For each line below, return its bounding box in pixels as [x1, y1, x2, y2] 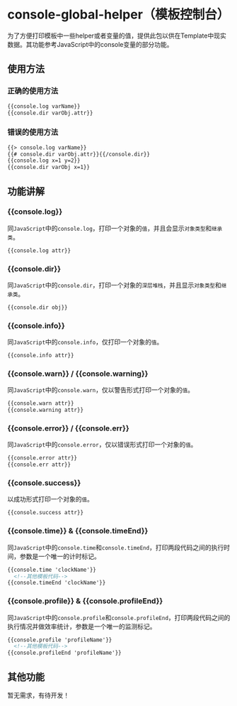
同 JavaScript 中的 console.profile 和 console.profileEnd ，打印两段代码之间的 [7, 613, 231, 621]
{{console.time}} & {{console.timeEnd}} [7, 526, 149, 536]
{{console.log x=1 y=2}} [7, 157, 81, 164]
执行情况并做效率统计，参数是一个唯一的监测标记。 [7, 622, 156, 631]
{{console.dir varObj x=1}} [7, 164, 91, 171]
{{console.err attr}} [7, 461, 71, 469]
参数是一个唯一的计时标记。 [19, 552, 100, 560]
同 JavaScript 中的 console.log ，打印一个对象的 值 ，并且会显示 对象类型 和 [7, 224, 212, 232]
